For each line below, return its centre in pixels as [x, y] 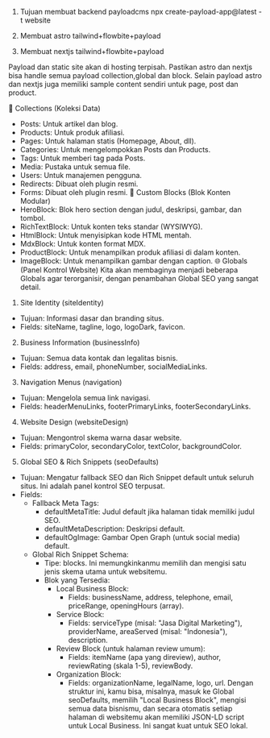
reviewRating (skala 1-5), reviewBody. [131, 665]
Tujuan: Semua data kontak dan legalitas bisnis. [99, 358]
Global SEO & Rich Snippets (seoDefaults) [89, 462]
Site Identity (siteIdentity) [62, 303]
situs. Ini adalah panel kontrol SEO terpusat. [92, 486]
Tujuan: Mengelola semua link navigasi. [85, 398]
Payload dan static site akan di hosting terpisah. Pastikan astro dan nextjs [130, 67]
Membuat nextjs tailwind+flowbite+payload [92, 51]
